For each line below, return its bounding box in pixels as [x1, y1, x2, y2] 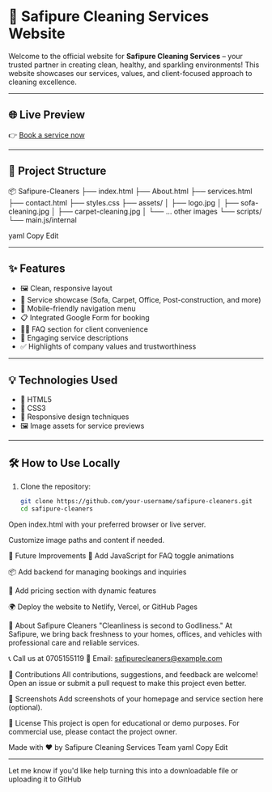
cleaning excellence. [8, 77, 77, 87]
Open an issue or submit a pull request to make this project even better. [8, 678, 247, 688]
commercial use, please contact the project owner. [8, 726, 178, 736]
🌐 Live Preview [8, 108, 86, 122]
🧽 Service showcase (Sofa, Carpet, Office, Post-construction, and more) [19, 295, 261, 305]
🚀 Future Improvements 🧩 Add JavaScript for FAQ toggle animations [8, 550, 235, 561]
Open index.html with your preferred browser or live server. [8, 519, 206, 529]
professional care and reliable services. [8, 637, 140, 647]
